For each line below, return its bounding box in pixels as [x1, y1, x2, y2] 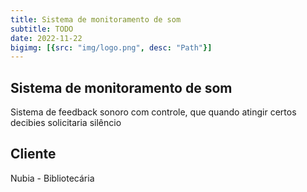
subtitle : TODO [10, 24, 74, 34]
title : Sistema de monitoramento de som [10, 14, 182, 25]
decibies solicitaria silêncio [10, 117, 122, 129]
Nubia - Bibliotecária [10, 172, 95, 184]
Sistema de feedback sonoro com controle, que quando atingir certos [10, 106, 297, 118]
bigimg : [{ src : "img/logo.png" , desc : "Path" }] [10, 42, 213, 53]
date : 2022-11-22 [10, 33, 83, 43]
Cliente [10, 146, 57, 163]
